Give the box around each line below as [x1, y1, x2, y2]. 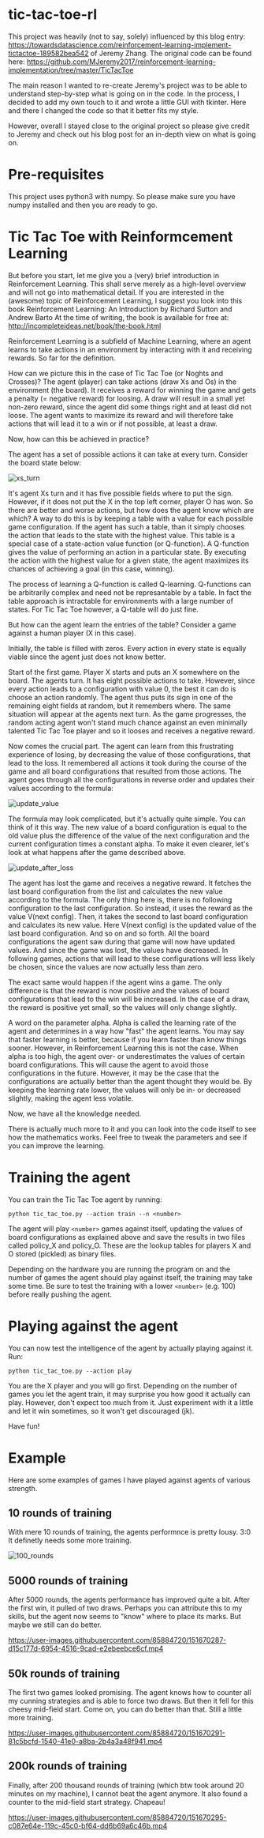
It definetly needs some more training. [8, 1535, 132, 1546]
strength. [8, 1483, 38, 1493]
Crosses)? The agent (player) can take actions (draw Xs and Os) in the [8, 377, 237, 386]
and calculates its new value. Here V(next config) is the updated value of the [8, 920, 257, 929]
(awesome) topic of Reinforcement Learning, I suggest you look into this [8, 296, 243, 305]
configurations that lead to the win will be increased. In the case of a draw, [8, 994, 251, 1004]
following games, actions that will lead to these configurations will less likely [8, 954, 255, 963]
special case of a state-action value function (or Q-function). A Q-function [8, 539, 250, 548]
